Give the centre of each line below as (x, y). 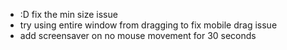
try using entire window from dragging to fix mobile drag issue (148, 25)
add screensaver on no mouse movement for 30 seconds (138, 35)
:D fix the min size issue (68, 14)
